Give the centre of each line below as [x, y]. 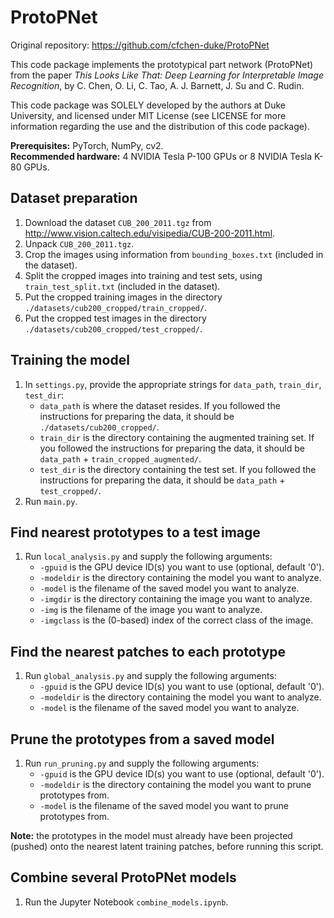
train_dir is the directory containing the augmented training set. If [177, 437]
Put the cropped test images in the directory [115, 318]
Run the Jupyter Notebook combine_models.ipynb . [126, 902]
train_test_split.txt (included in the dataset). [122, 286]
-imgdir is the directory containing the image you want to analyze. [176, 599]
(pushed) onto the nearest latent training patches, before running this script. [167, 846]
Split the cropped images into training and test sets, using [143, 275]
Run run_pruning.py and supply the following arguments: [142, 763]
